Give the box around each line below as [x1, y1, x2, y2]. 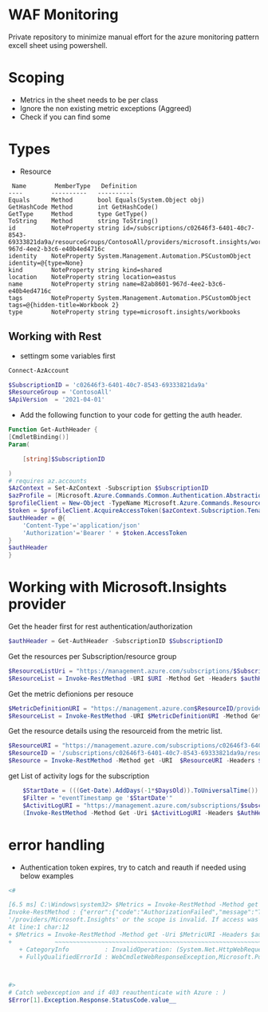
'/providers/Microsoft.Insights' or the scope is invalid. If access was [8, 916, 259, 924]
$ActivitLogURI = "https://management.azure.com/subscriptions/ [22, 802, 241, 810]
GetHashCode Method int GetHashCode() [8, 202, 159, 211]
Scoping [8, 69, 65, 87]
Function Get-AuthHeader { [8, 426, 98, 434]
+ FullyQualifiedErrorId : [18, 953, 109, 961]
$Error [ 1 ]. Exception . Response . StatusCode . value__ [8, 996, 177, 1005]
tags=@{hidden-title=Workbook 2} [8, 301, 120, 309]
